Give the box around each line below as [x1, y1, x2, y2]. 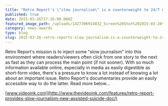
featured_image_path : [5, 21, 50, 26]
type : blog [5, 30, 28, 35]
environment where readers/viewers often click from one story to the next [5, 54, 157, 60]
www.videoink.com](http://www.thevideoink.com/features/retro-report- [6, 90, 154, 96]
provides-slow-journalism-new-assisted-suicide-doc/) [5, 95, 117, 101]
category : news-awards [5, 26, 52, 31]
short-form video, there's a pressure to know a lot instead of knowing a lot [5, 70, 158, 76]
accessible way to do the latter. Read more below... [5, 80, 110, 86]
